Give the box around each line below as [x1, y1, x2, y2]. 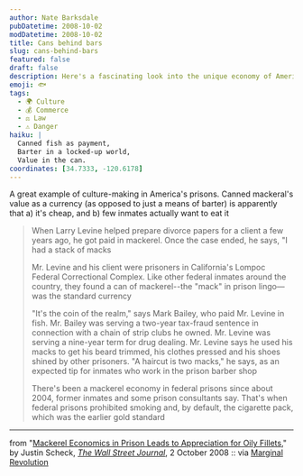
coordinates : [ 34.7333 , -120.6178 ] [9, 164, 143, 173]
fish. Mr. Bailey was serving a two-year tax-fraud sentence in [31, 317, 259, 329]
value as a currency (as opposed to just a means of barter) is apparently [9, 198, 278, 209]
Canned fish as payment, [17, 139, 111, 148]
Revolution [9, 457, 49, 468]
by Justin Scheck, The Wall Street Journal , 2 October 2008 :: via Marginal [9, 447, 284, 458]
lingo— [258, 281, 286, 292]
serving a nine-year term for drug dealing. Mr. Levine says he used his [31, 337, 293, 348]
